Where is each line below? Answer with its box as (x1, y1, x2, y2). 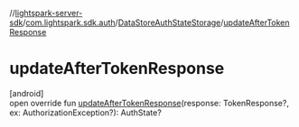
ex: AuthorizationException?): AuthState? (9, 107, 163, 118)
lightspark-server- (14, 8, 83, 18)
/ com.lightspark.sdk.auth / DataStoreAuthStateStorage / (22, 17, 224, 28)
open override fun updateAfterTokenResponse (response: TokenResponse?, (9, 97, 289, 108)
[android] (9, 87, 44, 98)
